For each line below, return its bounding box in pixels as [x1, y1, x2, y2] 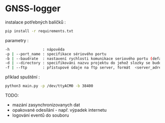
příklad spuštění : [5, 74, 40, 80]
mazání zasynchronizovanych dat [12, 102, 80, 108]
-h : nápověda [5, 47, 65, 52]
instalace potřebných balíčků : [5, 19, 66, 25]
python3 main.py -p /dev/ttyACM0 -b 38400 [5, 84, 93, 89]
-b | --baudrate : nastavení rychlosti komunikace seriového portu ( [5, 56, 153, 61]
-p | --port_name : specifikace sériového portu [5, 51, 107, 56]
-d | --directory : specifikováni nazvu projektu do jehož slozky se [5, 61, 151, 66]
